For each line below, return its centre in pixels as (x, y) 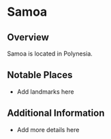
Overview (28, 37)
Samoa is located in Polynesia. (50, 53)
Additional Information (56, 113)
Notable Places (40, 75)
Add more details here (48, 129)
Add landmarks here (45, 91)
